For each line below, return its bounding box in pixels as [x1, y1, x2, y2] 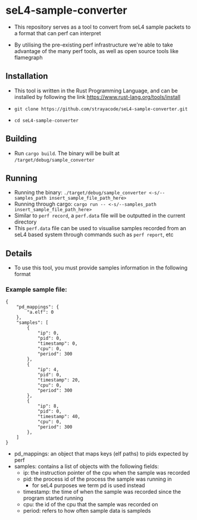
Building [5, 134, 37, 144]
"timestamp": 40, [37, 414, 81, 420]
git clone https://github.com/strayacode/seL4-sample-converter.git [14, 106, 188, 112]
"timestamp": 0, [37, 341, 78, 346]
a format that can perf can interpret [14, 29, 101, 36]
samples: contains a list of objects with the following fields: [14, 463, 159, 470]
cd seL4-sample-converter [14, 117, 79, 123]
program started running [23, 494, 84, 502]
